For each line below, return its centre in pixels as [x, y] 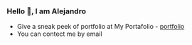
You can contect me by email [59, 34]
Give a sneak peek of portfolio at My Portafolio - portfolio [101, 27]
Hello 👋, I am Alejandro [47, 11]
